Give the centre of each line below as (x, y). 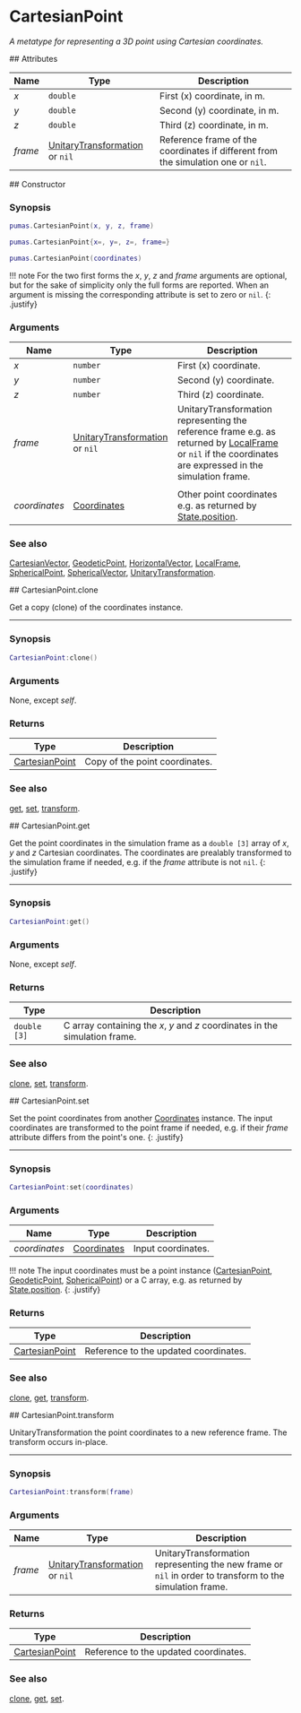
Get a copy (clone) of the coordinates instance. (96, 608)
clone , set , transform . (49, 1083)
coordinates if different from (219, 151)
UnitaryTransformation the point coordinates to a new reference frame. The (148, 1432)
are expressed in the (221, 465)
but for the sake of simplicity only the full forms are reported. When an (139, 285)
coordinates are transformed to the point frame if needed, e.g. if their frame (149, 1128)
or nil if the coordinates (228, 454)
